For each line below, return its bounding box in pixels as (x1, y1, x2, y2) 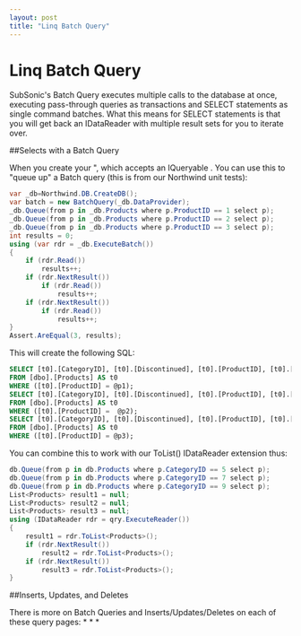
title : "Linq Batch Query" (9, 22, 110, 30)
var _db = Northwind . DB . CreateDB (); (9, 189, 139, 198)
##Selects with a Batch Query (9, 145, 119, 156)
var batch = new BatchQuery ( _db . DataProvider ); (9, 198, 191, 207)
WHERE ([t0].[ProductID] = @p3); (9, 431, 134, 440)
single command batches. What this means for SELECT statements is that (9, 109, 280, 119)
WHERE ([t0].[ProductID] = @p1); (9, 381, 134, 390)
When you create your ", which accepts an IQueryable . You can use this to (9, 162, 286, 173)
